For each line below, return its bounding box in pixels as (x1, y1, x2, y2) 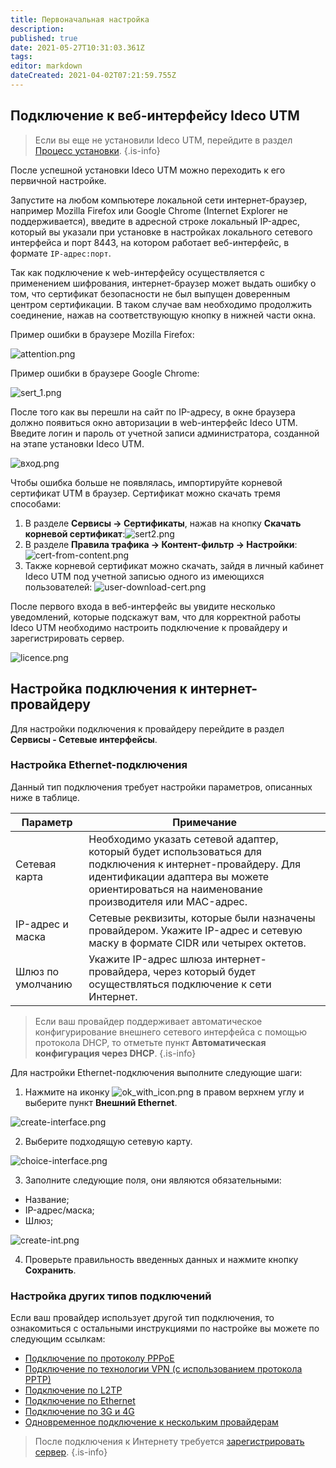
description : (10, 24, 65, 34)
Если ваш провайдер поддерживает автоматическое (34, 1015, 263, 1027)
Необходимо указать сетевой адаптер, (88, 832, 279, 846)
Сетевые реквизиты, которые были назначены (88, 911, 316, 925)
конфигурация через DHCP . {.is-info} (34, 1047, 197, 1059)
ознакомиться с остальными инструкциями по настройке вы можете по (10, 1322, 320, 1335)
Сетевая (15, 857, 57, 871)
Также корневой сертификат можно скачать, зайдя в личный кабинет (24, 559, 325, 571)
